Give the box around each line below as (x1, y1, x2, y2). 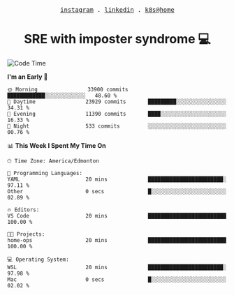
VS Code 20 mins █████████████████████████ (7, 212, 227, 219)
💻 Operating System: (7, 256, 70, 263)
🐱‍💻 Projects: (7, 230, 45, 238)
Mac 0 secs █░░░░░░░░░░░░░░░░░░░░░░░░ (7, 275, 227, 283)
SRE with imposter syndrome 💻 (24, 31, 211, 47)
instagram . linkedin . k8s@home (60, 6, 175, 13)
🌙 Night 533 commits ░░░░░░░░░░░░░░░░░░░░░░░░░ (7, 122, 227, 130)
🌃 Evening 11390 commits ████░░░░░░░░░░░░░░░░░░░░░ (7, 110, 227, 117)
